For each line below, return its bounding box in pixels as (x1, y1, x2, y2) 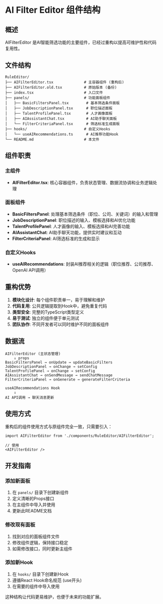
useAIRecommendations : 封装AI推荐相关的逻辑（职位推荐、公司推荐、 (12, 261, 156, 267)
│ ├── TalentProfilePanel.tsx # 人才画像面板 (5, 111, 113, 116)
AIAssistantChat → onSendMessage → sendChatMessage (5, 373, 113, 378)
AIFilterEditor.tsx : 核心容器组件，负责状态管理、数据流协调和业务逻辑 (12, 179, 153, 185)
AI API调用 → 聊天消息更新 (5, 395, 54, 400)
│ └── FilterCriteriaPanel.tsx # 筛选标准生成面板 (5, 121, 120, 126)
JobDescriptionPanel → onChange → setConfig (5, 364, 97, 369)
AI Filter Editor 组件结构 (5, 4, 101, 16)
